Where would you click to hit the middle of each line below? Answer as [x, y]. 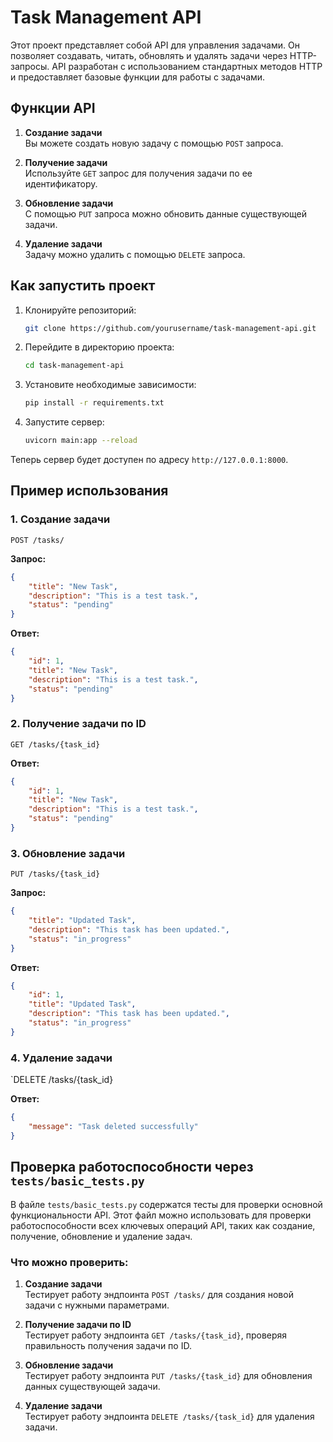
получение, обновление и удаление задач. [101, 1236]
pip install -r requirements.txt [94, 403]
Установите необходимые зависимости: [110, 385]
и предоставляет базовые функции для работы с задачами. [138, 77]
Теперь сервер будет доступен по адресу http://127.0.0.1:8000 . [149, 460]
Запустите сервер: [64, 422]
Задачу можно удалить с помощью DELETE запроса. [135, 254]
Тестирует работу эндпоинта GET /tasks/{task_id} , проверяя [156, 1335]
